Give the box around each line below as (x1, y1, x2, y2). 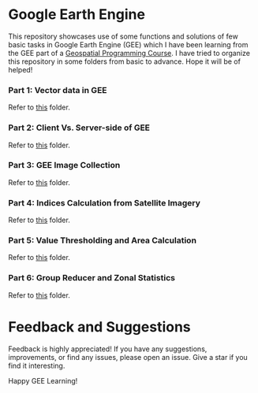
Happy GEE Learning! (8, 376, 78, 385)
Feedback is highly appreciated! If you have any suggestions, (8, 344, 208, 354)
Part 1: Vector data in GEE (8, 84, 108, 95)
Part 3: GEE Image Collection (8, 160, 121, 171)
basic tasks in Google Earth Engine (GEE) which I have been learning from (8, 39, 249, 49)
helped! (8, 65, 33, 74)
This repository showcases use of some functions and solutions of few (8, 32, 238, 41)
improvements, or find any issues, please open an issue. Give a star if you (8, 352, 249, 361)
